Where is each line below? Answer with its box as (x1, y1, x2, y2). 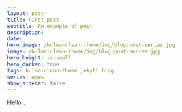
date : (7, 36, 22, 42)
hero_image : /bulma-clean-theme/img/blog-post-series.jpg (7, 42, 175, 48)
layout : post (7, 10, 44, 17)
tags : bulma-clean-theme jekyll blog (7, 67, 115, 74)
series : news (7, 73, 44, 81)
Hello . (7, 98, 25, 107)
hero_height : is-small (7, 55, 72, 61)
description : (7, 29, 44, 36)
